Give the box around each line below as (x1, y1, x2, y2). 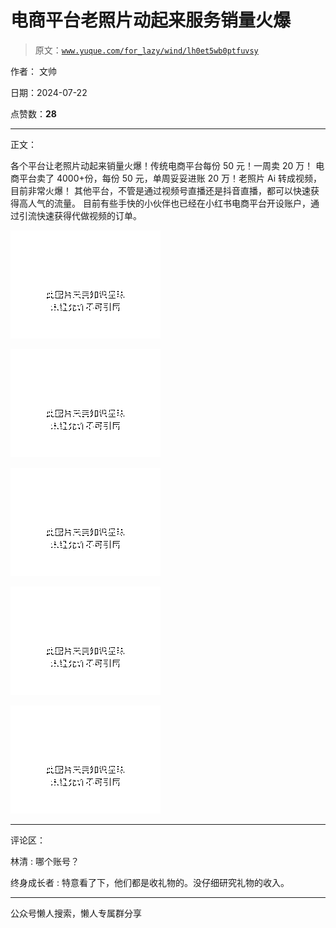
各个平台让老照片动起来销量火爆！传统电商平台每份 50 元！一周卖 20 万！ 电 (10, 159, 325, 171)
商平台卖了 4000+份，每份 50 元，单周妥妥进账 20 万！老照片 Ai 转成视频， (10, 172, 322, 184)
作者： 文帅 (10, 65, 57, 77)
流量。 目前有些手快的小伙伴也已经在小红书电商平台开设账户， (53, 197, 311, 209)
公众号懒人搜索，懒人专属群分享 (10, 907, 142, 919)
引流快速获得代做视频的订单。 (18, 209, 142, 221)
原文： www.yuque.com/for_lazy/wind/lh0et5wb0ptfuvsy (34, 44, 259, 56)
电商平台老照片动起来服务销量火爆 (10, 9, 292, 32)
